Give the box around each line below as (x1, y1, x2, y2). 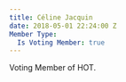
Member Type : (9, 29, 58, 38)
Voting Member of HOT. (9, 62, 96, 73)
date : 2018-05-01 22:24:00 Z (9, 21, 117, 30)
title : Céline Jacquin (9, 12, 93, 22)
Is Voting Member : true (17, 37, 105, 47)
